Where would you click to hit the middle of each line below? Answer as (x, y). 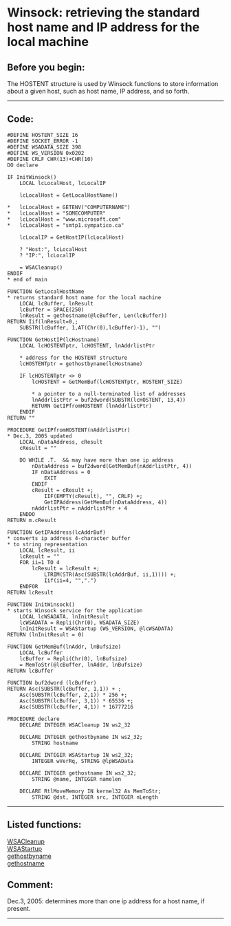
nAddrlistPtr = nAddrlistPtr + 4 (80, 508)
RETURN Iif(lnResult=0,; (43, 321)
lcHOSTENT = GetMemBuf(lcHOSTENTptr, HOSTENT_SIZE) (108, 382)
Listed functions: (44, 825)
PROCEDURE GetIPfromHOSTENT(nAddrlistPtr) (69, 430)
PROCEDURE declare (33, 719)
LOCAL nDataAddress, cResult (61, 442)
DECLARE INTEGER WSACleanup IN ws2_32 (75, 725)
